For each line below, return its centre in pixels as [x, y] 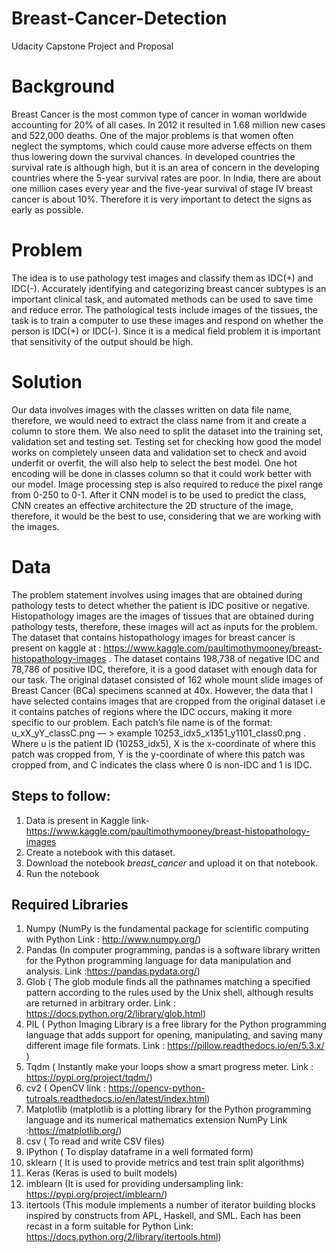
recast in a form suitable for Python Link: [109, 1226]
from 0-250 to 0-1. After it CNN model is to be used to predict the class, [159, 494]
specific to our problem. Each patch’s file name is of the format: [142, 722]
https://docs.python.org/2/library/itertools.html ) [123, 1237]
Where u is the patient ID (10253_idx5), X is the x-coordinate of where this [164, 743]
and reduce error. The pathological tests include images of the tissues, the [164, 309]
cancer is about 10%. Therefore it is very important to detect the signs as [162, 199]
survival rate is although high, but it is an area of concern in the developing [165, 167]
